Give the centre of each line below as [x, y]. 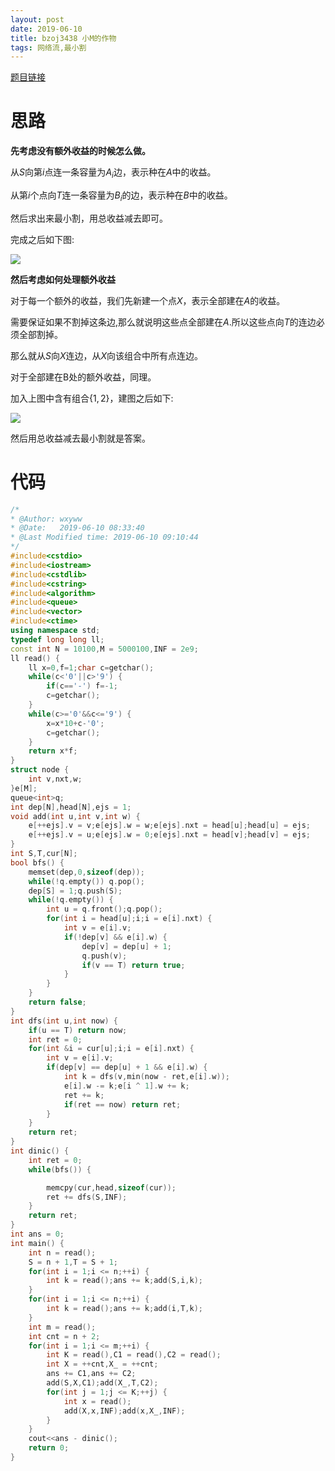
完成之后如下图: [42, 239]
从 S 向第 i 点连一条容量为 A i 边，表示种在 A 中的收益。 [113, 173]
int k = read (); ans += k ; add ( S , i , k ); [125, 1281]
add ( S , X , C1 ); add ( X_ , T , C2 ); [102, 1383]
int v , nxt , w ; [55, 779]
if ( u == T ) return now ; [78, 1030]
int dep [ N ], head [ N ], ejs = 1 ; [71, 807]
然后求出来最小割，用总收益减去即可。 [89, 218]
